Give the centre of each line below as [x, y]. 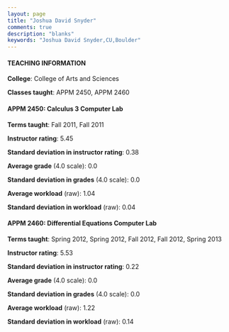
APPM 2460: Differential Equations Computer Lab [82, 223]
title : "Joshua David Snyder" [52, 21]
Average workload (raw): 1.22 [51, 308]
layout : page [27, 14]
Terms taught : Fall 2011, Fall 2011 [56, 124]
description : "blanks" [41, 34]
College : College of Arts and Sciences [63, 79]
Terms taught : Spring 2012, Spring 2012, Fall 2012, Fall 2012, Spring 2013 [114, 239]
